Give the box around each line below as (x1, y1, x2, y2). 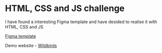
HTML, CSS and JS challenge (5, 3, 125, 14)
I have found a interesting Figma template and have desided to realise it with (5, 19, 158, 25)
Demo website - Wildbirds (5, 42, 57, 48)
